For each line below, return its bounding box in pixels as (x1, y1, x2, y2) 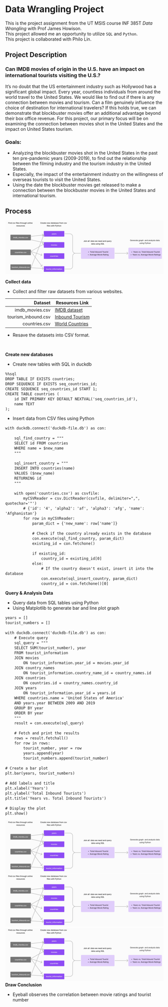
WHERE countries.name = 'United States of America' (14, 696, 124, 701)
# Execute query (14, 635, 49, 640)
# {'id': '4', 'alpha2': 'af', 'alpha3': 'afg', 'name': (23, 506, 144, 511)
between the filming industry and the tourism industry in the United (12, 160, 151, 166)
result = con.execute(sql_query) (14, 721, 84, 726)
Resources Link (56, 299, 89, 305)
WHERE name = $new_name (14, 445, 64, 451)
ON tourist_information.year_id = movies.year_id (23, 660, 129, 665)
